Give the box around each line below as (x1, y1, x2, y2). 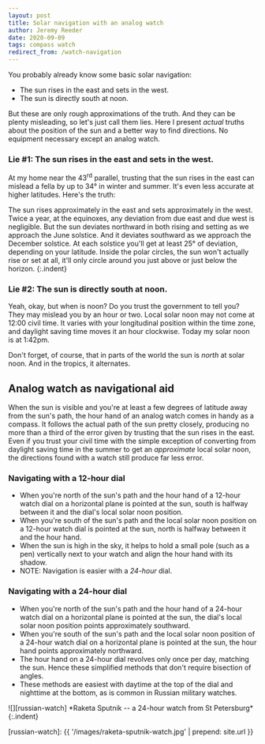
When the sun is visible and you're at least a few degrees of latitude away (8, 403, 248, 412)
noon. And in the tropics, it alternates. (8, 359, 131, 368)
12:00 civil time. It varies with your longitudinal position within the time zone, (8, 318, 256, 328)
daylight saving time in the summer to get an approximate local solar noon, (8, 445, 251, 454)
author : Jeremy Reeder (8, 26, 83, 34)
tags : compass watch (8, 41, 77, 49)
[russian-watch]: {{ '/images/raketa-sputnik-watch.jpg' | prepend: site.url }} (8, 727, 254, 736)
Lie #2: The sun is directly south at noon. (8, 284, 168, 295)
